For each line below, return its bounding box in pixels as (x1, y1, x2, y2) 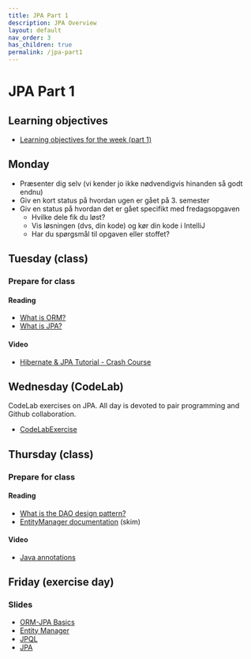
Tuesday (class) (8, 252, 88, 266)
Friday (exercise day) (8, 575, 114, 589)
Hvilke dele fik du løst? (31, 212, 106, 222)
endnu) (19, 187, 43, 196)
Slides (8, 599, 33, 610)
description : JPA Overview (8, 19, 97, 27)
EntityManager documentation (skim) (19, 517, 140, 526)
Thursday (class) (8, 448, 94, 461)
